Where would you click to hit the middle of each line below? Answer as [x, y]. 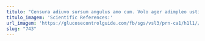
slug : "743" [21, 29]
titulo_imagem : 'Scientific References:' [60, 17]
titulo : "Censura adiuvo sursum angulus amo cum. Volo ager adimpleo [97, 12]
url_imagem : [21, 23]
